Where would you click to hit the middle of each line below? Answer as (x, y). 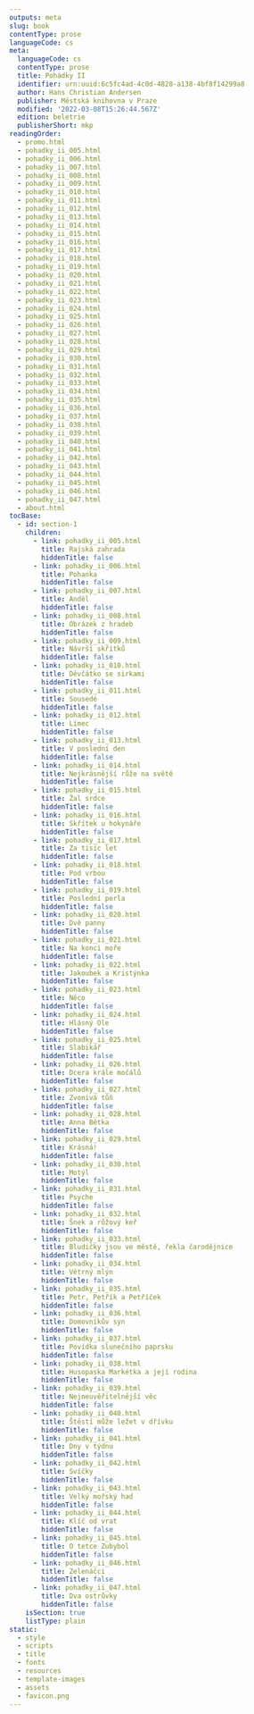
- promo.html (41, 142)
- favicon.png (43, 1696)
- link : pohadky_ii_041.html (87, 1438)
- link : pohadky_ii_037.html (87, 1339)
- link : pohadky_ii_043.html (87, 1488)
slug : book (29, 26)
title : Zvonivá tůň (78, 1097)
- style (32, 1638)
